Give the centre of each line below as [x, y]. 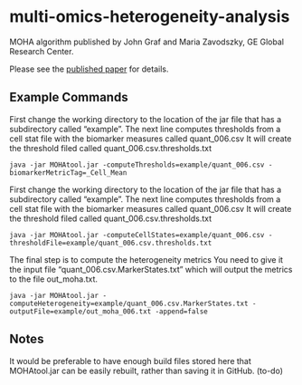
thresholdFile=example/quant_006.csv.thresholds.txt [111, 243]
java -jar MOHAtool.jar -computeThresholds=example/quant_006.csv [137, 165]
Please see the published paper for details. [89, 69]
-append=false [181, 311]
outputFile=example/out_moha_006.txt [80, 311]
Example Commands [69, 97]
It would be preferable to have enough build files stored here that [130, 361]
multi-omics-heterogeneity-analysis [150, 17]
